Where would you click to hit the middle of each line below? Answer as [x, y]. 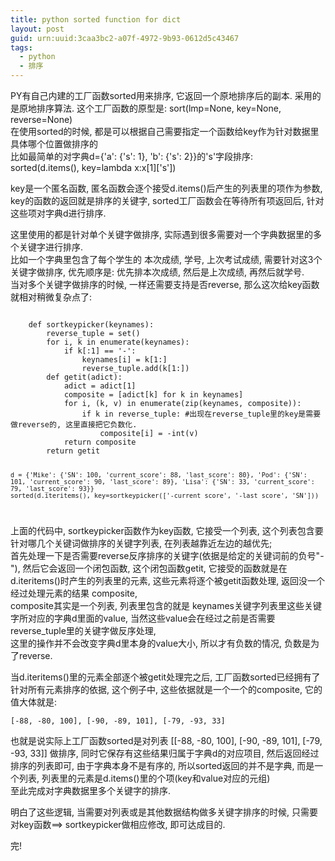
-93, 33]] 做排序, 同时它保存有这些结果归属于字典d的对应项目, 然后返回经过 [165, 753]
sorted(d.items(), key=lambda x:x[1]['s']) [93, 167]
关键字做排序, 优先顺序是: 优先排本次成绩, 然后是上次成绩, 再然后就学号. [157, 272]
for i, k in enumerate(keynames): [118, 342]
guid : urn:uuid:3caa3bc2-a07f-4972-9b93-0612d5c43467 [125, 38]
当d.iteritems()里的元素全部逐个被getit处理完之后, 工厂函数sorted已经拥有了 [165, 677]
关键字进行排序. [51, 247]
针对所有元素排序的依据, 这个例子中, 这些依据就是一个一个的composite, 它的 [166, 689]
